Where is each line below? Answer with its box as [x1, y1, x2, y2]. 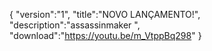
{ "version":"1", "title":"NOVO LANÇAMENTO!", [9, 9, 201, 20]
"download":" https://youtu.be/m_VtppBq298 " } [9, 30, 202, 41]
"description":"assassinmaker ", [9, 19, 141, 31]
